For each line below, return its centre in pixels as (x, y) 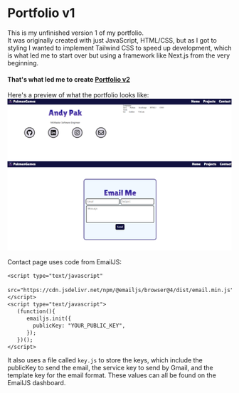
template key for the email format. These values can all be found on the (112, 375)
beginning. (23, 63)
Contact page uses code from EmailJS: (65, 262)
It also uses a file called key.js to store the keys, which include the (105, 360)
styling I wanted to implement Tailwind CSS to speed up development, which (119, 48)
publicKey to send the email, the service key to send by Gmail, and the (110, 367)
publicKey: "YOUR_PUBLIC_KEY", (79, 325)
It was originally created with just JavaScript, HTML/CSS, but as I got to (112, 40)
